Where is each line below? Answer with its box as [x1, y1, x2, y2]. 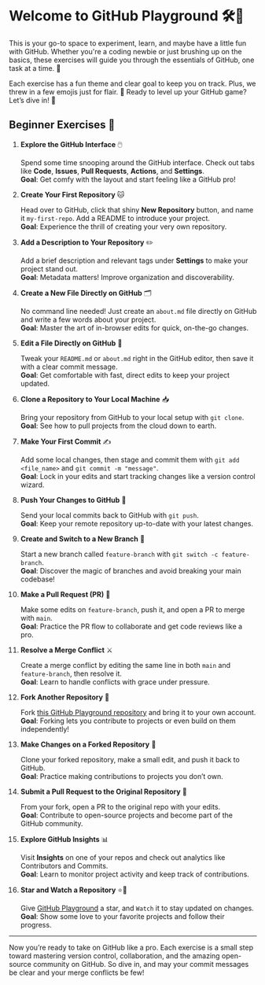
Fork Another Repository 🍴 [20, 692, 109, 702]
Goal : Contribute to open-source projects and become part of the [20, 810, 233, 820]
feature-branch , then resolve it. [20, 669, 123, 678]
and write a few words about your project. [20, 315, 156, 324]
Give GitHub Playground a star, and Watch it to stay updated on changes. [20, 903, 254, 913]
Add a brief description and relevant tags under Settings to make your [20, 256, 248, 265]
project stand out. [20, 264, 78, 273]
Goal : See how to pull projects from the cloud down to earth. [20, 421, 217, 430]
